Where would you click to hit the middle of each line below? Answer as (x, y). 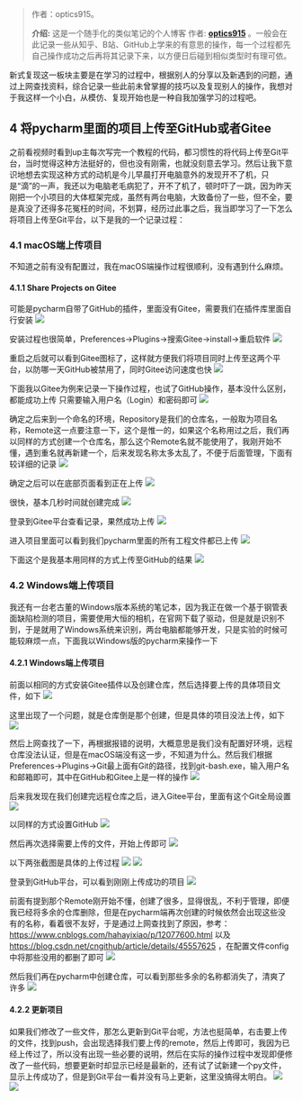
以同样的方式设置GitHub (54, 824)
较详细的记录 (33, 464)
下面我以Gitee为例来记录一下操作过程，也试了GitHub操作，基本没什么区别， (150, 389)
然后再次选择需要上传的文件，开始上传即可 (88, 843)
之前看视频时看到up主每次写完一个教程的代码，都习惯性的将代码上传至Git (145, 151)
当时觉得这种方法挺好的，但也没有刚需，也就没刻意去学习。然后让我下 (155, 163)
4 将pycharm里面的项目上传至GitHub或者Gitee (140, 128)
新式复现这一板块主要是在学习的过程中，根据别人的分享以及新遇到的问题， (147, 75)
